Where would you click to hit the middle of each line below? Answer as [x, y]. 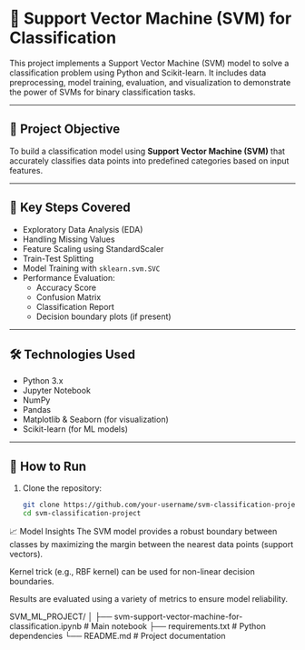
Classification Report [75, 306]
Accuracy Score [66, 287]
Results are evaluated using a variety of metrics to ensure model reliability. [149, 598]
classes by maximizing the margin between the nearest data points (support [152, 544]
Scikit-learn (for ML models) [75, 429]
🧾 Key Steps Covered [70, 208]
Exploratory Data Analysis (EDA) [83, 229]
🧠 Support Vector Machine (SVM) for [151, 19]
